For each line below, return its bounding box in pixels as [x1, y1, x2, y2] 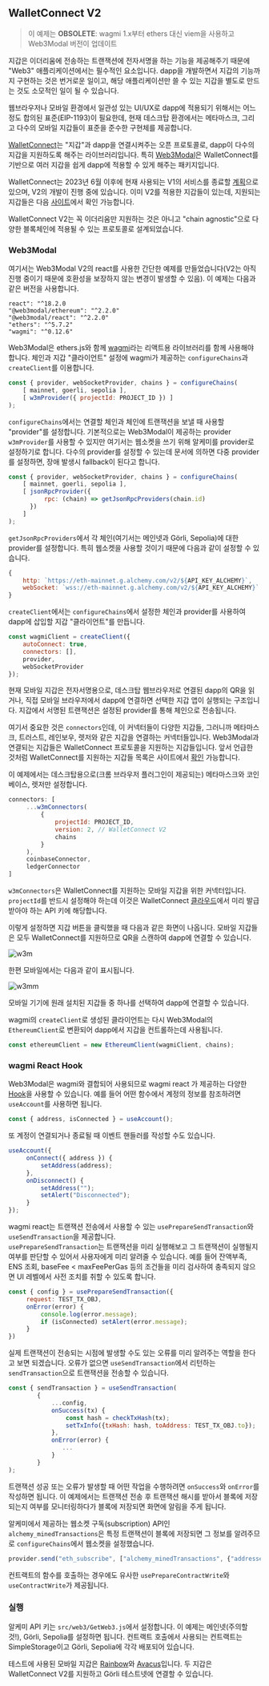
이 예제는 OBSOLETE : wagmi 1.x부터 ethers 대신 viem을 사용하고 [27, 28, 235, 38]
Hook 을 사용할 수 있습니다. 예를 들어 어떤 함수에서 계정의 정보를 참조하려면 [8, 1089, 242, 1099]
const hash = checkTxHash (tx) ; [65, 1414, 171, 1422]
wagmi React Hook [8, 1059, 83, 1071]
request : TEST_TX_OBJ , [26, 1295, 102, 1303]
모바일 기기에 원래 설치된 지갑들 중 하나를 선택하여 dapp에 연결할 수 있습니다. [8, 998, 250, 1008]
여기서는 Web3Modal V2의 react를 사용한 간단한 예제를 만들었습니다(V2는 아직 [8, 264, 257, 273]
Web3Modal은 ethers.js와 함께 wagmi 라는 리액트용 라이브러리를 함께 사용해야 [8, 343, 255, 353]
